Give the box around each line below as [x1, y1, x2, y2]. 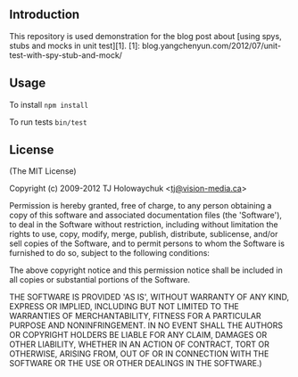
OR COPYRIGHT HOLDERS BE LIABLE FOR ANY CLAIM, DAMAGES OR [9, 330, 268, 340]
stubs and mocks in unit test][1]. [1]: [9, 40, 141, 51]
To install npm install [9, 99, 89, 110]
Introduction [9, 7, 80, 22]
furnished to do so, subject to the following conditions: [9, 248, 210, 258]
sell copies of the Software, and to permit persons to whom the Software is [9, 238, 286, 249]
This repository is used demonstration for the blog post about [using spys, [9, 30, 283, 41]
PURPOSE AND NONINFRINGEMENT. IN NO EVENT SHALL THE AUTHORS [9, 320, 284, 331]
